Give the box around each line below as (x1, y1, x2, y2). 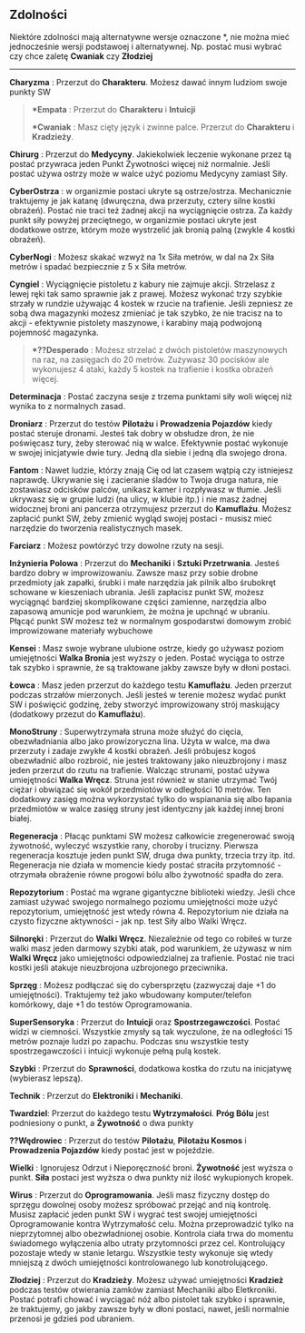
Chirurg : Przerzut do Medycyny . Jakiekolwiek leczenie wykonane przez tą (9, 149, 292, 160)
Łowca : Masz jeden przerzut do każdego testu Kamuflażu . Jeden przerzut (9, 680, 292, 691)
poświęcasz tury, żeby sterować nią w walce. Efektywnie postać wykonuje (9, 437, 289, 448)
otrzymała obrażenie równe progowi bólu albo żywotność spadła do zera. (9, 868, 284, 879)
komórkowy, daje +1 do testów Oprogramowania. (9, 998, 192, 1010)
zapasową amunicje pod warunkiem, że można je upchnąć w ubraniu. (9, 605, 271, 616)
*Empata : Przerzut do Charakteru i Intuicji (31, 103, 196, 114)
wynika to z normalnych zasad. (9, 400, 125, 411)
